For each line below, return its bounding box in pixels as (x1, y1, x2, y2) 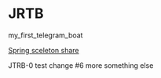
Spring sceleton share (8, 45, 80, 55)
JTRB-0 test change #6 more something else (8, 60, 154, 70)
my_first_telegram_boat (8, 30, 83, 40)
